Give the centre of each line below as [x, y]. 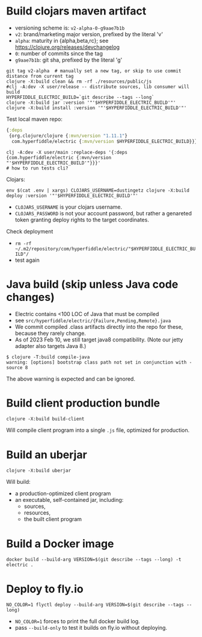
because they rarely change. [50, 333]
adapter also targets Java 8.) [50, 346]
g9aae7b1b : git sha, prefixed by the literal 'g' [69, 60]
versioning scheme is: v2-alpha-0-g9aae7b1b [70, 28]
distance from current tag [40, 76]
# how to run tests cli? [37, 168]
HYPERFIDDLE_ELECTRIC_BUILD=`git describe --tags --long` [80, 97]
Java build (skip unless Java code [92, 284]
